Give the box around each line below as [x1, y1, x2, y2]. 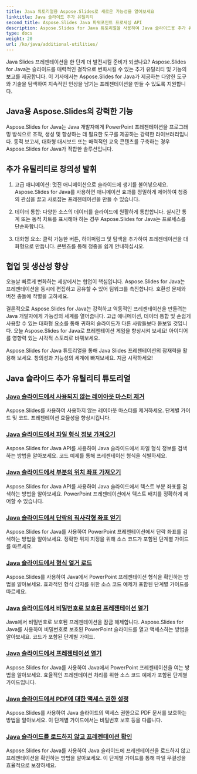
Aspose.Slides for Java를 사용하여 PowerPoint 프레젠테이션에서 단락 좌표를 [6, 528, 182, 535]
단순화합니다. [14, 223, 45, 230]
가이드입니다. [6, 678, 36, 685]
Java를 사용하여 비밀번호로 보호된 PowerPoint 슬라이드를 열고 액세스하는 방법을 [6, 626, 189, 633]
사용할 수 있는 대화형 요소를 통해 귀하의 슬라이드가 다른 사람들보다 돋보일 [6, 320, 172, 327]
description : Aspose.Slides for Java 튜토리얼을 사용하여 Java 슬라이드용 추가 [6, 25, 186, 31]
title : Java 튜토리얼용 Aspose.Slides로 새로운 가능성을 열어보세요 [6, 8, 155, 15]
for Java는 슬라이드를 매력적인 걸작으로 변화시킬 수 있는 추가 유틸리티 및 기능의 [6, 65, 187, 72]
